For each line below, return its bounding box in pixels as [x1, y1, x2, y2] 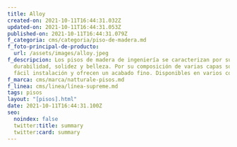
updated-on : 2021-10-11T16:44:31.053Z [7, 23, 121, 30]
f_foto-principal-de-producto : [7, 43, 99, 50]
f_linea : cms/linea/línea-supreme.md [7, 83, 119, 90]
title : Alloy [7, 10, 46, 18]
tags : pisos [7, 89, 42, 96]
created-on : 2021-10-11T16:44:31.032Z [7, 17, 121, 24]
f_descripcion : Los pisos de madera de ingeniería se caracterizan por [7, 57, 222, 64]
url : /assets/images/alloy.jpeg [13, 50, 109, 57]
